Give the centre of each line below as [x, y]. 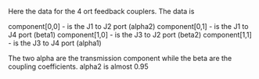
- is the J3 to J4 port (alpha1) [55, 43]
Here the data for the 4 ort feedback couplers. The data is [101, 11]
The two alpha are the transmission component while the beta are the [120, 58]
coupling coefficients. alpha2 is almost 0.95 [78, 66]
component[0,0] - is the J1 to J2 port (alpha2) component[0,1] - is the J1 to [128, 26]
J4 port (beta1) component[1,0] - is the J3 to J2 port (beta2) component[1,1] [130, 35]
